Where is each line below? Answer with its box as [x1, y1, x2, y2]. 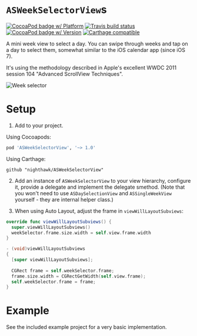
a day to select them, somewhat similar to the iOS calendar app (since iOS [6, 46, 185, 53]
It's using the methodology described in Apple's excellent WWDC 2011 [6, 64, 177, 71]
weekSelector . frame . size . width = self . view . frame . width [11, 230, 151, 236]
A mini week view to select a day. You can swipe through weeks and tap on [6, 40, 188, 47]
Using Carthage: [6, 155, 46, 162]
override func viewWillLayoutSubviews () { [6, 219, 112, 225]
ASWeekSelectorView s [6, 3, 107, 17]
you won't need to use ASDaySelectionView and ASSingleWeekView [14, 189, 172, 197]
